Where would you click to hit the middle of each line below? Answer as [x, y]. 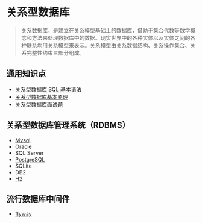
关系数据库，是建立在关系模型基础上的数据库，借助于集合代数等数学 [106, 30]
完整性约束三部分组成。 [55, 52]
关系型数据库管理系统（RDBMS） [68, 125]
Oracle [23, 146]
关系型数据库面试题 [39, 104]
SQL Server [29, 153]
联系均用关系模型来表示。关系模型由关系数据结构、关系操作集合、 [108, 45]
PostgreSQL [30, 159]
